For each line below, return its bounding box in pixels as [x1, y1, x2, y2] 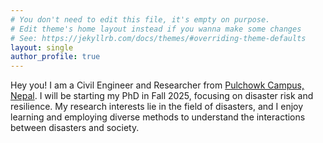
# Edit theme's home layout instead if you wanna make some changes [10, 24, 302, 34]
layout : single [10, 42, 74, 53]
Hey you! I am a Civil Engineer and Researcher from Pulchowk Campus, [10, 79, 305, 91]
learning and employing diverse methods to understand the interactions [10, 111, 306, 123]
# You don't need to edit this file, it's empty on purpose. [10, 14, 271, 25]
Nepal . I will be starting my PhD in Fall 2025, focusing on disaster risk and [10, 90, 314, 102]
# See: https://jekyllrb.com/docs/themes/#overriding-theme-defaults [10, 33, 307, 43]
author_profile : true [10, 52, 101, 62]
